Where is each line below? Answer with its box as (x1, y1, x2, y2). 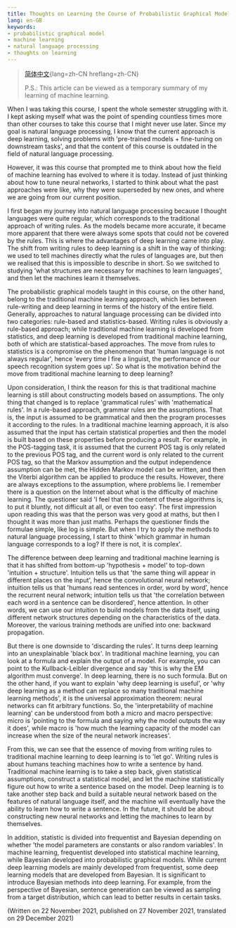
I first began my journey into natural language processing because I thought (7, 207, 227, 215)
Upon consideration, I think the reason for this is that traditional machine (7, 383, 216, 391)
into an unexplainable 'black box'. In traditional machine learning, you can (7, 649, 220, 658)
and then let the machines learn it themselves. (7, 273, 141, 282)
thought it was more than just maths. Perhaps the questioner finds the (7, 517, 209, 525)
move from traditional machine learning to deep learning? (7, 370, 173, 378)
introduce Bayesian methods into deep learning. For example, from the (7, 877, 211, 886)
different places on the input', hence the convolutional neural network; (7, 575, 211, 584)
